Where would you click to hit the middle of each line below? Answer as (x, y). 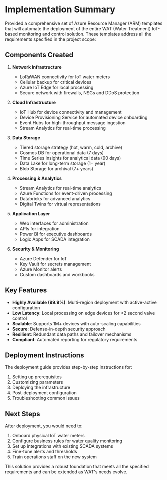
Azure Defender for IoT (43, 258)
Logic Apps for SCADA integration (55, 239)
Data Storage (26, 137)
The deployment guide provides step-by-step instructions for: (69, 367)
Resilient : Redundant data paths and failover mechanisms (72, 334)
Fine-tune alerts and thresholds (45, 452)
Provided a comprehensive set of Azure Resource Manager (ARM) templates (84, 23)
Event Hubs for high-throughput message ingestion (73, 122)
